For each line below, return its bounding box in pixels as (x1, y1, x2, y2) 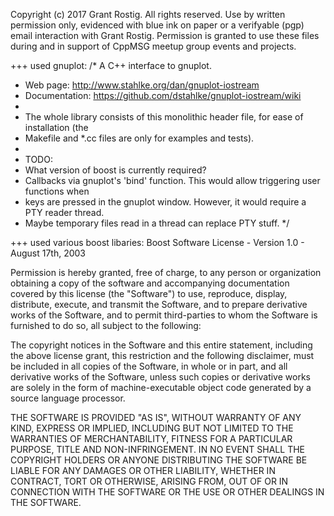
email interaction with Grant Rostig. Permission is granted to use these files (10, 30, 320, 41)
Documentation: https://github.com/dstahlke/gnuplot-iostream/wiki (24, 90, 302, 101)
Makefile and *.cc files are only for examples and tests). (24, 132, 255, 144)
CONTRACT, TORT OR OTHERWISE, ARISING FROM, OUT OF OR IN (10, 475, 289, 487)
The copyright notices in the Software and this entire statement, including (10, 339, 313, 351)
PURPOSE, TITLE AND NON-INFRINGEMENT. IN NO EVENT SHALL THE (10, 444, 305, 455)
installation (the (24, 122, 89, 133)
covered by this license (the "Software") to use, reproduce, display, (10, 288, 288, 299)
